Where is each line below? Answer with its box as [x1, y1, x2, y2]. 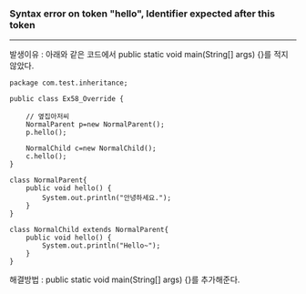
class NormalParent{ [9, 176, 88, 185]
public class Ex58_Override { [9, 95, 125, 104]
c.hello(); [25, 152, 67, 161]
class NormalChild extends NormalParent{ [9, 226, 169, 235]
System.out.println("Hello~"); [42, 241, 161, 250]
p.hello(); [25, 128, 67, 137]
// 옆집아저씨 [25, 112, 70, 121]
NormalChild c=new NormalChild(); [25, 144, 157, 153]
